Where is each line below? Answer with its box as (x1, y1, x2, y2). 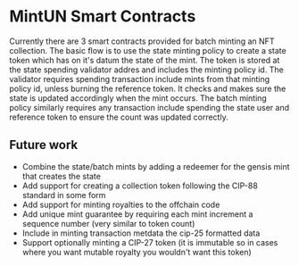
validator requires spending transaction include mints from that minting (9, 73, 270, 84)
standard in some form (21, 189, 106, 200)
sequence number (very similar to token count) (21, 218, 195, 229)
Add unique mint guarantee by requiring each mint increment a (21, 208, 253, 220)
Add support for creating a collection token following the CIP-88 (21, 180, 259, 191)
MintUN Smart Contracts (9, 6, 196, 27)
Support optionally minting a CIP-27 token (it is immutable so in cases (21, 237, 278, 247)
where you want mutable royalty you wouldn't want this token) (21, 246, 252, 257)
